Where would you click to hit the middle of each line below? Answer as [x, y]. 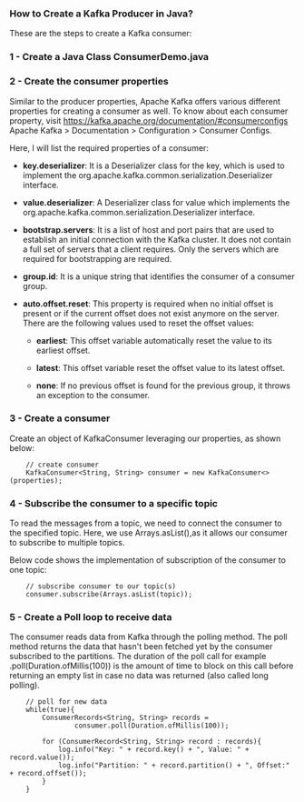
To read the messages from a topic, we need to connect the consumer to [146, 523]
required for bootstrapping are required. [97, 258]
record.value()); [42, 757]
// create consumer [63, 465]
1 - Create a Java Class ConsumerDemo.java [109, 57]
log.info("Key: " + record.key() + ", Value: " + [153, 750]
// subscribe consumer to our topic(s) [101, 586]
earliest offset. [63, 350]
